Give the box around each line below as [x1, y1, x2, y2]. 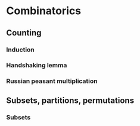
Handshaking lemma [6, 61, 67, 69]
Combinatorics [6, 4, 82, 18]
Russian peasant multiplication [6, 77, 98, 85]
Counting [6, 28, 42, 38]
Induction [6, 46, 35, 54]
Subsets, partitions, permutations [6, 95, 135, 105]
